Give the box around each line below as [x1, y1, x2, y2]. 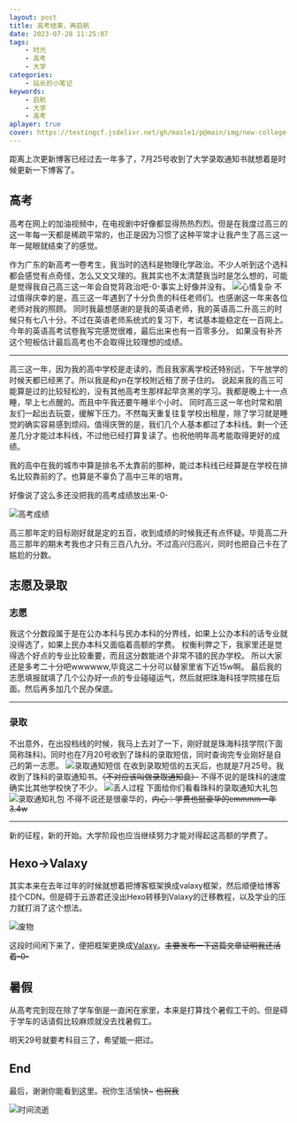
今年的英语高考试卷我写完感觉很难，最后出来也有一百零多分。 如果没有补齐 [9, 325, 283, 336]
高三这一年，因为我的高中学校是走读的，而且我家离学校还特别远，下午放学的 [9, 364, 288, 374]
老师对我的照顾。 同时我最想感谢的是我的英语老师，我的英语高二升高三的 [9, 303, 275, 314]
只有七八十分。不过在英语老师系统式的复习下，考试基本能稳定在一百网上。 [16, 314, 288, 325]
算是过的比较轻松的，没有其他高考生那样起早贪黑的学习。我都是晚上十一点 [16, 386, 288, 396]
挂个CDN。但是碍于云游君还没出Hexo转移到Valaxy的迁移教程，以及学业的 [9, 891, 278, 903]
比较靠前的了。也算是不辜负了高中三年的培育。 [16, 471, 187, 481]
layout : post [9, 12, 57, 22]
